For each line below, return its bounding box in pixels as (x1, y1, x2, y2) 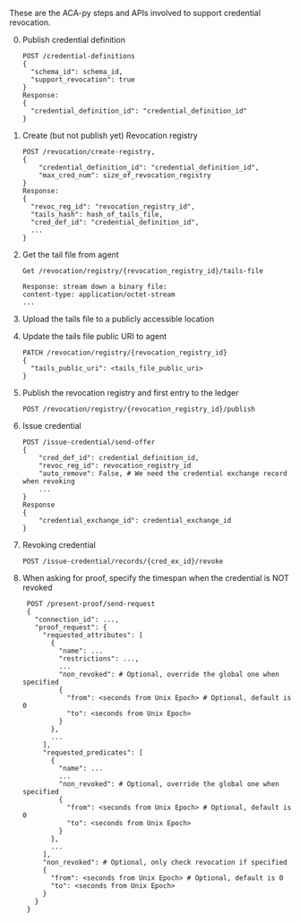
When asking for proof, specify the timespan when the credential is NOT (21, 573, 289, 583)
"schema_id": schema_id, (30, 67, 124, 76)
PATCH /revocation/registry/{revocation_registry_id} (21, 348, 227, 357)
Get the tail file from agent (21, 250, 119, 260)
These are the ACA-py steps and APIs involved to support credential (9, 8, 261, 18)
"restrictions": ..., (58, 654, 140, 663)
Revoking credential (21, 540, 96, 550)
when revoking (21, 477, 75, 486)
